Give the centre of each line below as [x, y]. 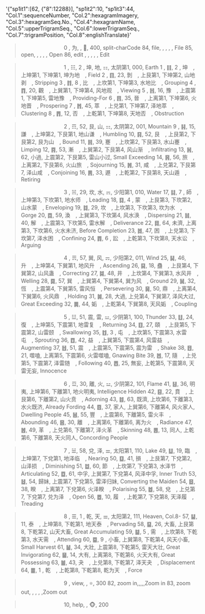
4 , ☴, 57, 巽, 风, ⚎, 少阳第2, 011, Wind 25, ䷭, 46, [125, 258]
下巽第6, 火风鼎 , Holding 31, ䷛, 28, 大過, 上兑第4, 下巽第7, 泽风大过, [108, 296]
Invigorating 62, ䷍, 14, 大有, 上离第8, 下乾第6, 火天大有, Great [98, 555]
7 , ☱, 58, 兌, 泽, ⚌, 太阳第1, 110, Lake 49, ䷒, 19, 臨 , [130, 451]
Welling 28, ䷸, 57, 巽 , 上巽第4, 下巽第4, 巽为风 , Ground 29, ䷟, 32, [108, 281]
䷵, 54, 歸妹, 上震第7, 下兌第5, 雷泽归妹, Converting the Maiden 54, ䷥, [108, 481]
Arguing [31, 245]
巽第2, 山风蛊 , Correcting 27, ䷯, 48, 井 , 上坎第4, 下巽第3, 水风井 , [110, 273]
